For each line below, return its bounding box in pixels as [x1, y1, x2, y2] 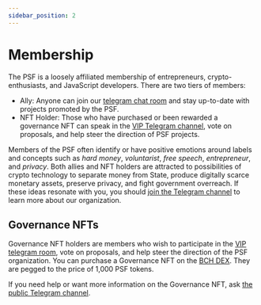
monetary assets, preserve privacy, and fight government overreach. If [8, 178, 239, 188]
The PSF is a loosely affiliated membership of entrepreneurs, [8, 72, 206, 82]
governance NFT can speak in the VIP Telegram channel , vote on [19, 120, 232, 131]
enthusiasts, [8, 80, 48, 90]
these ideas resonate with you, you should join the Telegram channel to [8, 187, 240, 196]
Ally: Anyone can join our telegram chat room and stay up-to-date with [19, 96, 250, 105]
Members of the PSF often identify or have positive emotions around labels [8, 144, 252, 154]
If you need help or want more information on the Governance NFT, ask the [8, 280, 253, 289]
